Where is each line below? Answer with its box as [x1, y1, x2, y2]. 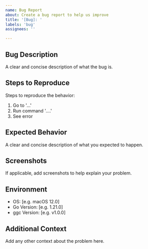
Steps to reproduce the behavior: [5, 92, 75, 98]
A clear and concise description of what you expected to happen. [5, 142, 143, 148]
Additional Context [5, 224, 67, 233]
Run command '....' [12, 107, 52, 113]
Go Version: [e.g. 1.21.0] [12, 204, 63, 210]
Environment [5, 185, 48, 194]
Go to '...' [12, 102, 32, 108]
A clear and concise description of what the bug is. [5, 64, 113, 70]
